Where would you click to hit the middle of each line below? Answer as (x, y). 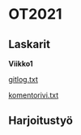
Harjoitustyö (40, 121)
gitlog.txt (23, 79)
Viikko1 (21, 63)
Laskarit (30, 44)
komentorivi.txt (34, 95)
